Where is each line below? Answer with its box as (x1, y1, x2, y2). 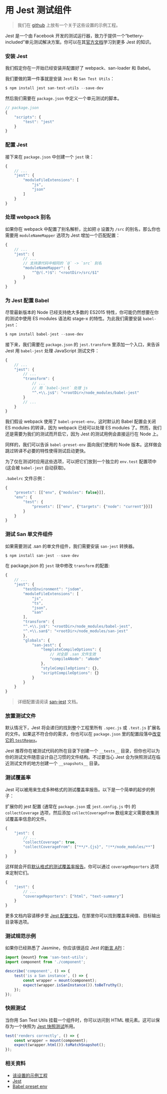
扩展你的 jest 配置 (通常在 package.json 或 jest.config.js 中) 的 (5, 803, 136, 809)
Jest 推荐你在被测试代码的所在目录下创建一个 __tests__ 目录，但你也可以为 (5, 748, 161, 754)
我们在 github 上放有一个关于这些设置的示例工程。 (17, 22, 121, 28)
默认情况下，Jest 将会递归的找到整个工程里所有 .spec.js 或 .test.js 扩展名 (5, 725, 161, 731)
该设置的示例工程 (12, 1072, 48, 1078)
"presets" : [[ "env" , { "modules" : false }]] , (14, 490, 106, 495)
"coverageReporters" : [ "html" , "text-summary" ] (23, 894, 124, 899)
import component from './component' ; (5, 959, 86, 965)
